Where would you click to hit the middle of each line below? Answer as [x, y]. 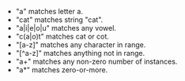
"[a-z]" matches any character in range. [81, 45]
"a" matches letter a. [49, 11]
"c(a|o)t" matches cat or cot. [62, 36]
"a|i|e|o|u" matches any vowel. [66, 28]
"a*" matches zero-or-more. [62, 70]
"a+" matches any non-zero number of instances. [96, 61]
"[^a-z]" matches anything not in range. [80, 53]
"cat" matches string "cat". [59, 20]
